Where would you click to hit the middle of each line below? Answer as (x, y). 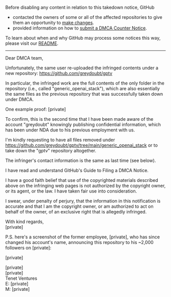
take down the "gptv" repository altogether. (51, 151)
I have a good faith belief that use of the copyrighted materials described (82, 180)
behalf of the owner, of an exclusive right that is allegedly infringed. (76, 212)
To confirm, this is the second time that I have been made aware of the (79, 119)
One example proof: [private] (36, 109)
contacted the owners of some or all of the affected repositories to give (88, 17)
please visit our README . (32, 43)
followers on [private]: (28, 248)
